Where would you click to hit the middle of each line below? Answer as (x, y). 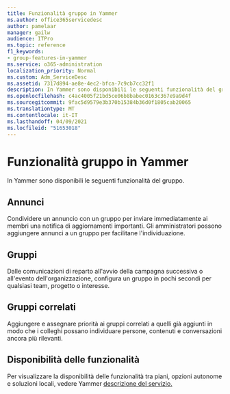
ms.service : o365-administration (55, 64)
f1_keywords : (26, 52)
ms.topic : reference (37, 45)
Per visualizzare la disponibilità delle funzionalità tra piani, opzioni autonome (115, 376)
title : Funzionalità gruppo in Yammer (62, 13)
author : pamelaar (32, 26)
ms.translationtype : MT (41, 109)
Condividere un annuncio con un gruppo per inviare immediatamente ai (107, 219)
